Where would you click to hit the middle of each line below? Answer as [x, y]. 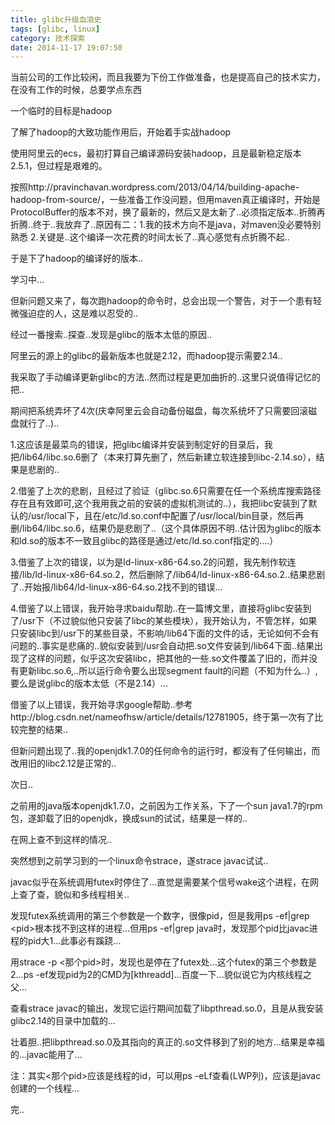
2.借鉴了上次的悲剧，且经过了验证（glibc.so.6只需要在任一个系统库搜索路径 [166, 491]
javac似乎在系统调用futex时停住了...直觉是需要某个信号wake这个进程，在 [160, 882]
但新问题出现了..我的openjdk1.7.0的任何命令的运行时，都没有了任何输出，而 [165, 751]
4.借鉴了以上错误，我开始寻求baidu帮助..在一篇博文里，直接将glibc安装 [156, 608]
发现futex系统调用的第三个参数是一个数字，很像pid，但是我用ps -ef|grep [160, 916]
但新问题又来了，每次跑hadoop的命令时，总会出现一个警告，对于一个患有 [162, 301]
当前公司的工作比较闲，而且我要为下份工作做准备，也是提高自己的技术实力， [168, 77]
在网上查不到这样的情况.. [61, 840]
